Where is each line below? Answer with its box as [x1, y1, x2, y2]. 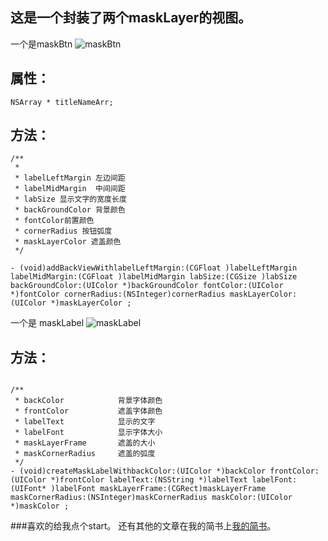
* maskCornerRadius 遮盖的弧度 [14, 449, 156, 459]
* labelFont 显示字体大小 [14, 428, 163, 438]
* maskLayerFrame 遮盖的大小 [14, 438, 156, 448]
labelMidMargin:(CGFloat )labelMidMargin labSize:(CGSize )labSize [10, 272, 298, 282]
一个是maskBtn [10, 38, 73, 50]
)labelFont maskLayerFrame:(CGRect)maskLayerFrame [50, 484, 267, 494]
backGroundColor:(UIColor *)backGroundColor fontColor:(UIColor [10, 281, 284, 291]
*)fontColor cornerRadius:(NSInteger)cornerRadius [10, 289, 226, 300]
